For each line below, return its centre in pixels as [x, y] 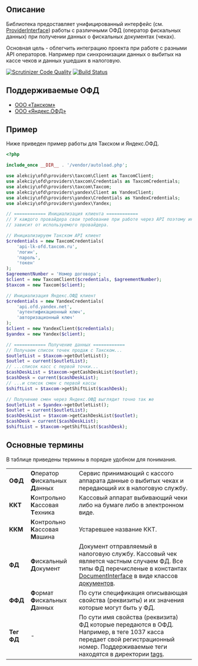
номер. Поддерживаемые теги [123, 647]
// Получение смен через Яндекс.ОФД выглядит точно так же [80, 399]
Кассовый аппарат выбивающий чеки [133, 497]
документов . [97, 583]
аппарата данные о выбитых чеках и [131, 481]
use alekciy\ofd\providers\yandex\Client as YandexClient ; [80, 192]
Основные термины [45, 445]
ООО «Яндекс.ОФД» [40, 111]
